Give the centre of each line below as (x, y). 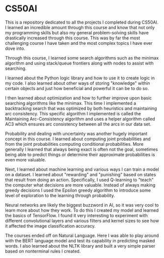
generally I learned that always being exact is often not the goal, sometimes (82, 149)
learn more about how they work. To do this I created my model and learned (82, 210)
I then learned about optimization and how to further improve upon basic (79, 98)
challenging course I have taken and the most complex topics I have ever (79, 43)
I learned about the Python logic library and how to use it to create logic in (80, 78)
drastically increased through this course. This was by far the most (73, 38)
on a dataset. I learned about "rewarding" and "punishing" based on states (81, 174)
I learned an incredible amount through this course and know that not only (80, 27)
